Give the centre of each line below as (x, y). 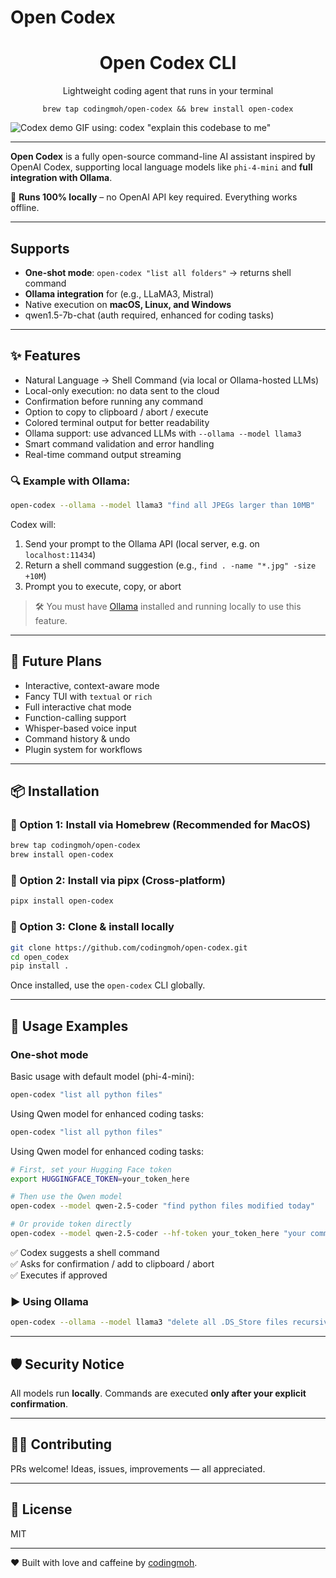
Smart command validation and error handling (119, 443)
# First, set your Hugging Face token (91, 1169)
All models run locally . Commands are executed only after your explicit (158, 1393)
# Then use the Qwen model (66, 1197)
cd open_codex (40, 957)
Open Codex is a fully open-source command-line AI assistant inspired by (163, 157)
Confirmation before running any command (114, 401)
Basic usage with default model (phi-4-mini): (102, 1076)
